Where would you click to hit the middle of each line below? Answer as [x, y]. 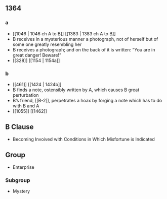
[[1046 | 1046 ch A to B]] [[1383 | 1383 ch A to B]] [64, 34]
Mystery [21, 191]
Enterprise [23, 167]
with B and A [26, 106]
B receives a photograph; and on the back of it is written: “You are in [84, 49]
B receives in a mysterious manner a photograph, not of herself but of [85, 39]
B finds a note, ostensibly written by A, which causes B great [76, 90]
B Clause [19, 127]
